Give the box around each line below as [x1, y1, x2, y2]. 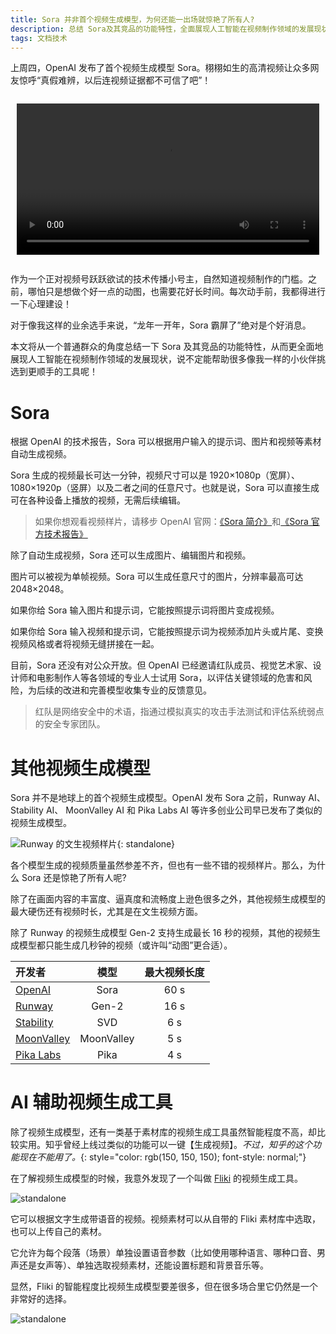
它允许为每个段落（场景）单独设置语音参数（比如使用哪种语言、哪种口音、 [10, 1247, 317, 1259]
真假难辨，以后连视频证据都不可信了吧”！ [40, 74, 212, 86]
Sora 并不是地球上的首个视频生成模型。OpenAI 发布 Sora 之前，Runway [10, 792, 307, 804]
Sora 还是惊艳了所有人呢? [21, 872, 127, 884]
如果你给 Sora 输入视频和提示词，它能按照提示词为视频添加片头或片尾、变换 [10, 626, 324, 638]
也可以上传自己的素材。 [10, 1226, 107, 1238]
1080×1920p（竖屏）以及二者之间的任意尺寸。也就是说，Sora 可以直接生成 [10, 482, 320, 494]
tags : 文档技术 [10, 33, 68, 43]
